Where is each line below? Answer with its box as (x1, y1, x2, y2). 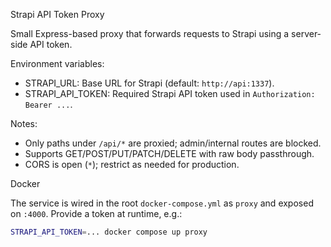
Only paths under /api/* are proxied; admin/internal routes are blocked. (24, 137, 322, 149)
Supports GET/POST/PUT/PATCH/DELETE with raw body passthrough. (24, 148, 315, 159)
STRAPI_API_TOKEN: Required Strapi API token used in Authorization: (24, 88, 316, 99)
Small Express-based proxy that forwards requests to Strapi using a (10, 28, 290, 39)
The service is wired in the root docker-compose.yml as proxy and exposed (10, 197, 314, 209)
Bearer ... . (24, 99, 73, 110)
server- (291, 28, 322, 39)
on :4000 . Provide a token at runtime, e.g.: (10, 208, 183, 219)
